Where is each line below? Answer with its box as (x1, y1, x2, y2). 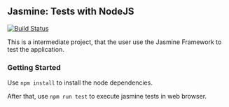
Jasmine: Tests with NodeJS (7, 6, 134, 17)
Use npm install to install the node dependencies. (7, 78, 153, 87)
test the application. (7, 45, 64, 53)
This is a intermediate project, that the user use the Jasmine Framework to (7, 38, 222, 46)
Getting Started (7, 62, 61, 72)
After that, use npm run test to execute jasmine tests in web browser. (7, 92, 207, 101)
